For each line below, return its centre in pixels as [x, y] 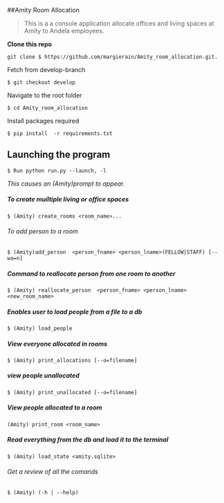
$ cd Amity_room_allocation [48, 108]
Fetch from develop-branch [46, 70]
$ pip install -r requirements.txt [60, 134]
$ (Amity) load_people [40, 328]
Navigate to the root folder [45, 95]
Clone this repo [30, 44]
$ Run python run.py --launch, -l [57, 170]
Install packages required [43, 121]
